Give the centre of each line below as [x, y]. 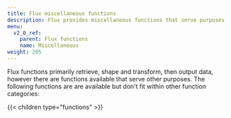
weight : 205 [24, 52]
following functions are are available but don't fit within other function [107, 86]
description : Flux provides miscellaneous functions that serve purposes [116, 20]
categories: [23, 93]
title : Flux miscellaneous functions [62, 13]
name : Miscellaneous [49, 46]
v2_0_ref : [27, 33]
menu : [15, 26]
